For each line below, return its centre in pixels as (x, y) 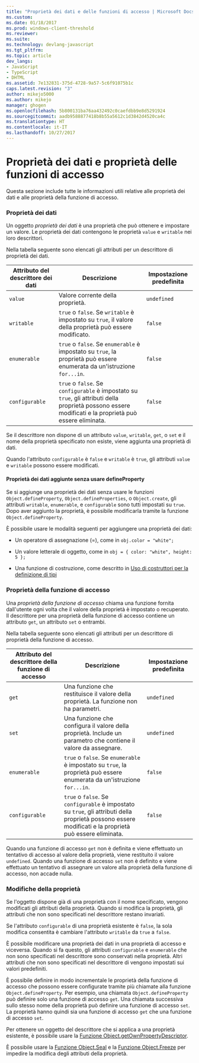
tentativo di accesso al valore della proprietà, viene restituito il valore (90, 855)
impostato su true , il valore (96, 320)
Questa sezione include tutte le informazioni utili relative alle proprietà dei (96, 191)
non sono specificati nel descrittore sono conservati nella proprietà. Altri (94, 956)
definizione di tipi (36, 574)
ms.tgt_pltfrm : (25, 50)
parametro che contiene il (99, 740)
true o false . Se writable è (96, 313)
